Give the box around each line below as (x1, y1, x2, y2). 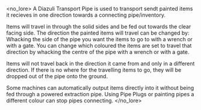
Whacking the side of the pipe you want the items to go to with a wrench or (6, 36, 193, 42)
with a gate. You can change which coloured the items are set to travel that (6, 42, 192, 49)
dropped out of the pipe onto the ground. (6, 73, 108, 80)
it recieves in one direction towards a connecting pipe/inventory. (6, 11, 165, 19)
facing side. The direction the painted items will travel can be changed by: (6, 29, 190, 36)
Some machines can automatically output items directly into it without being (6, 84, 194, 91)
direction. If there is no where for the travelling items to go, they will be (6, 66, 182, 74)
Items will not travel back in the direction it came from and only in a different (6, 60, 195, 67)
